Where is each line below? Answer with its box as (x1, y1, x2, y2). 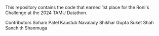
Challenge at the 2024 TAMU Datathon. (5, 10, 88, 16)
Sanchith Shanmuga (5, 25, 47, 31)
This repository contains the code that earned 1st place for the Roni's (5, 5, 149, 10)
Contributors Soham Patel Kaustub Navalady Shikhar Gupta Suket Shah (5, 20, 154, 25)
